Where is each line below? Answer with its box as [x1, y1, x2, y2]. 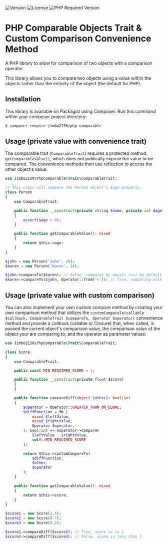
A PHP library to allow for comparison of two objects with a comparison [5, 60, 152, 66]
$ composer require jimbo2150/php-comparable [5, 123, 101, 128]
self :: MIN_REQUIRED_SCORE [31, 437, 86, 442]
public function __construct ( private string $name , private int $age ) [14, 208, 164, 213]
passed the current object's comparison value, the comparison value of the [5, 326, 160, 332]
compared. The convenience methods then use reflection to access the [5, 161, 152, 167]
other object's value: [5, 166, 47, 172]
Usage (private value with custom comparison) [5, 291, 155, 300]
